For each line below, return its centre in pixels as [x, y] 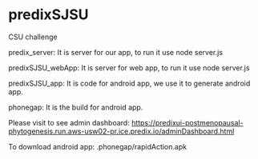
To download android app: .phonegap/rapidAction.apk [97, 146]
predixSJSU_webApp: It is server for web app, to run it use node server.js [129, 68]
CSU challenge [33, 37]
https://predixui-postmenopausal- [187, 122]
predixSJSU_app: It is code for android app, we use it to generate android [129, 83]
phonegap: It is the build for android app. [76, 107]
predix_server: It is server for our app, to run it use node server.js [115, 52]
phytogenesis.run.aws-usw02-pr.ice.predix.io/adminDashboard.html [121, 131]
